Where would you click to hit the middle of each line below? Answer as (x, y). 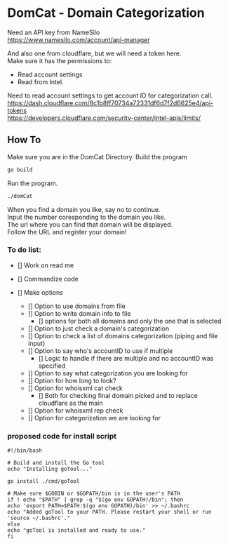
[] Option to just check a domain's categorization (99, 328)
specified (52, 366)
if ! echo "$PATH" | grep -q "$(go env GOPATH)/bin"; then (95, 500)
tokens (17, 110)
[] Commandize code (48, 279)
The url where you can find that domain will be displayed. (90, 224)
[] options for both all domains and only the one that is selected (130, 321)
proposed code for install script (62, 436)
